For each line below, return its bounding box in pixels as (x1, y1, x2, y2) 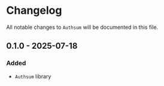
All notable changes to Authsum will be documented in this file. (6, 23, 159, 31)
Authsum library (14, 73, 51, 80)
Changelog (6, 4, 62, 17)
